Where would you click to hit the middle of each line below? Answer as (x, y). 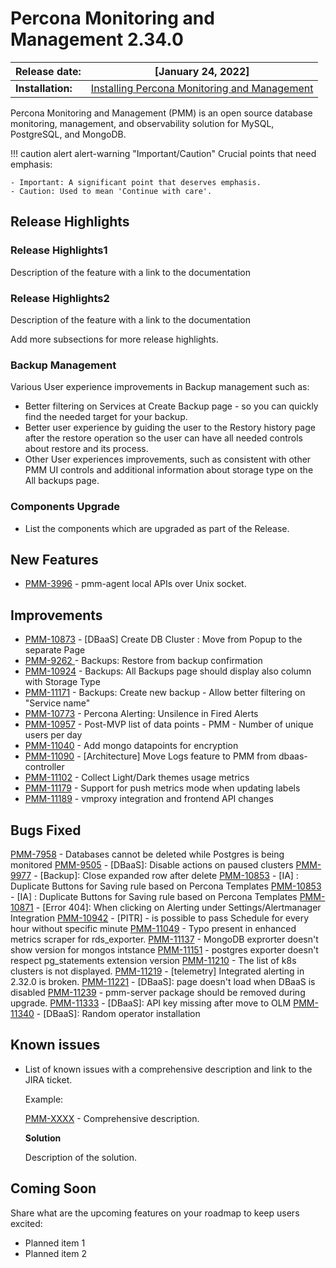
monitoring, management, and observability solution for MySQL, (142, 123)
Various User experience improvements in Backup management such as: (160, 387)
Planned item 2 (55, 1253)
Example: (44, 1099)
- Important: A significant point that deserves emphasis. (136, 182)
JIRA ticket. (48, 1079)
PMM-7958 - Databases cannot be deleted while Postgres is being (147, 854)
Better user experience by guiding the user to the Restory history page (170, 428)
